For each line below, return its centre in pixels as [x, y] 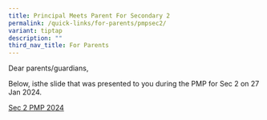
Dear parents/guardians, [49, 68]
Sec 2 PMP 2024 [36, 108]
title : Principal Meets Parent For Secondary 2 [89, 16]
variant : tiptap [35, 30]
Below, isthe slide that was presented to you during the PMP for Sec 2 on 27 [134, 84]
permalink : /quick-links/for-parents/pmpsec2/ [87, 23]
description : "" [35, 38]
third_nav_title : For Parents [59, 46]
